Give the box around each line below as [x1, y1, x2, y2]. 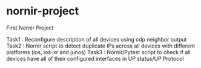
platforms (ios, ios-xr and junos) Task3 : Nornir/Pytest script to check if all [6, 48, 191, 55]
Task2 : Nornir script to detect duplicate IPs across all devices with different [6, 42, 196, 49]
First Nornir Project [6, 24, 54, 31]
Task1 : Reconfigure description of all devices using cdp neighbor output [6, 36, 187, 43]
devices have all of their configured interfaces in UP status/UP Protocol [6, 55, 184, 62]
